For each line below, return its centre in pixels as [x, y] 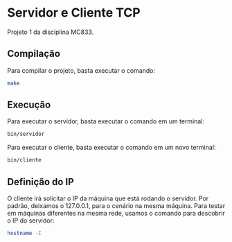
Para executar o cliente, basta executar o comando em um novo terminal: [111, 148]
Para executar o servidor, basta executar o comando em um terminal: [106, 121]
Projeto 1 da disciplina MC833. [51, 32]
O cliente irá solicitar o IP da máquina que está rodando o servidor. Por [108, 198]
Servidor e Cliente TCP [74, 13]
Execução [29, 105]
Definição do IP [41, 182]
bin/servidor [26, 134]
